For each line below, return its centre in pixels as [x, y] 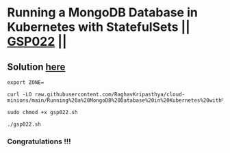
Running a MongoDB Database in [103, 13]
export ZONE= [26, 83]
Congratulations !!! [39, 141]
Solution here [36, 67]
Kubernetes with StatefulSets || [99, 27]
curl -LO [20, 94]
